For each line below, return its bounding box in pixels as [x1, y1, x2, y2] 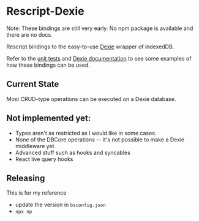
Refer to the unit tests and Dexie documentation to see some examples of [6, 54, 192, 62]
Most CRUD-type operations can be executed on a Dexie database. [6, 95, 176, 102]
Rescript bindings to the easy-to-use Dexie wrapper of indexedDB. [6, 43, 175, 50]
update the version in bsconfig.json [15, 201, 106, 209]
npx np [15, 209, 32, 215]
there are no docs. [6, 31, 53, 38]
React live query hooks [15, 155, 73, 163]
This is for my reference [6, 189, 67, 197]
